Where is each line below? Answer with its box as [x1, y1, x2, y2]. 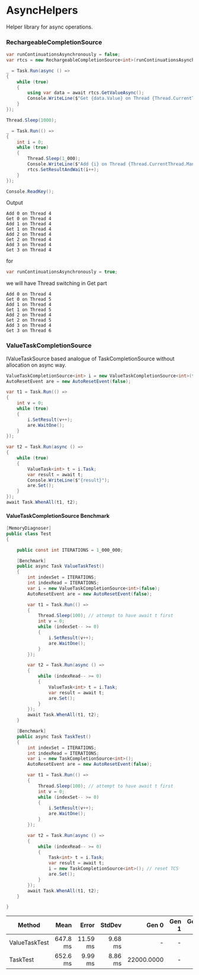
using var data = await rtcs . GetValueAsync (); [27, 90, 145, 96]
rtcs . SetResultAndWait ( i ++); [27, 166, 99, 172]
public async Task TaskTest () [17, 734, 92, 740]
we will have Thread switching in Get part [6, 280, 108, 287]
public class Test [6, 530, 52, 537]
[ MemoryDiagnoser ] [6, 526, 52, 531]
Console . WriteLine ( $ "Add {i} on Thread [27, 161, 126, 167]
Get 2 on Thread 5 [6, 317, 52, 323]
